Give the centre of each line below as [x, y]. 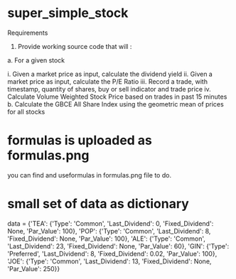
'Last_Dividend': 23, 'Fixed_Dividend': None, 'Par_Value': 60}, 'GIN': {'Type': [118, 246]
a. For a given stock [36, 60]
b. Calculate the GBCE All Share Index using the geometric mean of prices [116, 104]
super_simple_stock [68, 13]
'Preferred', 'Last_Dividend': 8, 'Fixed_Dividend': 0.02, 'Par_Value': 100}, [112, 253]
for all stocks [26, 111]
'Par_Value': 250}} [34, 268]
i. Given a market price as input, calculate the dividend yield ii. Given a [110, 74]
